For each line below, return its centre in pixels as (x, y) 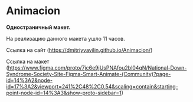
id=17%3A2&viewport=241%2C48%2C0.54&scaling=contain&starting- (92, 86)
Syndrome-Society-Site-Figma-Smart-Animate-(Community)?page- (89, 74)
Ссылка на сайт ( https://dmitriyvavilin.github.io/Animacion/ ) (79, 50)
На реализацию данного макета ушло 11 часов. (66, 38)
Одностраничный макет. (38, 27)
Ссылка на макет (28, 61)
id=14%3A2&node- (30, 80)
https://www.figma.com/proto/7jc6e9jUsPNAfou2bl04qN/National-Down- (97, 68)
